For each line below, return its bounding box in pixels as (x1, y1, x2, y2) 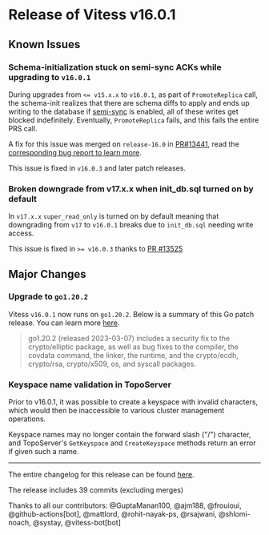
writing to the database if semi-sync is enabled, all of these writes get (8, 107, 239, 116)
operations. (8, 414, 46, 424)
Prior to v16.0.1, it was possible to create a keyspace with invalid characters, (8, 397, 259, 407)
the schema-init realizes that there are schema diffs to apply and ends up (8, 98, 250, 107)
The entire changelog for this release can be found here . (8, 470, 195, 480)
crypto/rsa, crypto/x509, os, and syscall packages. (27, 359, 197, 368)
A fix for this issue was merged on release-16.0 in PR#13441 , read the (8, 139, 240, 149)
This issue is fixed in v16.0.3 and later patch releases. (8, 163, 187, 173)
